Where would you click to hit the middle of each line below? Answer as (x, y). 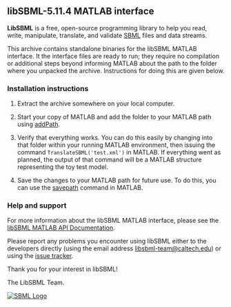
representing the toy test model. (63, 167)
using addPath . (39, 124)
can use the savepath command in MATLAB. (80, 188)
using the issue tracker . (40, 256)
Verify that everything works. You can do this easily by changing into (115, 138)
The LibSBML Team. (36, 283)
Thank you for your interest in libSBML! (63, 269)
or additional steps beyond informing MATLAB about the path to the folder (112, 63)
